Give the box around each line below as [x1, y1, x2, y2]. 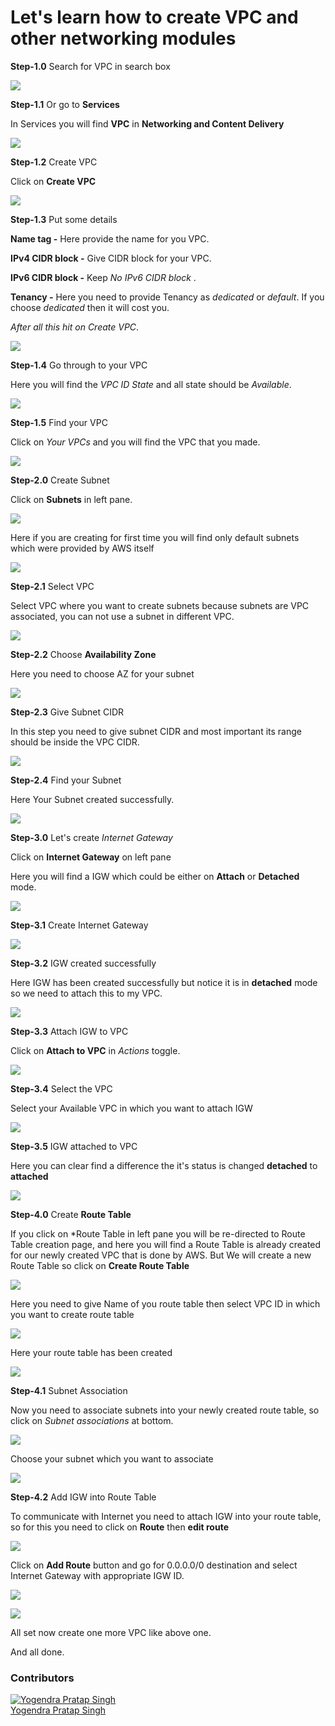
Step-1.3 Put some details [10, 213, 118, 225]
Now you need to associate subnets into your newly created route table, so [10, 1404, 320, 1416]
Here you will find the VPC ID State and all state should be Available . [10, 378, 292, 390]
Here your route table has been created [10, 1346, 173, 1358]
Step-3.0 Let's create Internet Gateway [10, 831, 173, 843]
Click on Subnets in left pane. [10, 493, 133, 505]
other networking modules [10, 27, 237, 50]
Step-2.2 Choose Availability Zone [10, 648, 157, 660]
